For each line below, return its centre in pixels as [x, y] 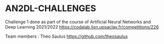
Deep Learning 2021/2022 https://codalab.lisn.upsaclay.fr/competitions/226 [82, 27]
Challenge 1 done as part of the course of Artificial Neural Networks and [78, 22]
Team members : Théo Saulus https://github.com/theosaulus [67, 36]
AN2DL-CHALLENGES [51, 8]
